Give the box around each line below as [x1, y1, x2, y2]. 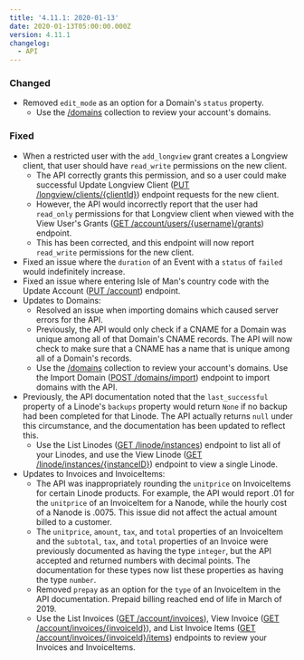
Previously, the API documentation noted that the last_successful [22, 391, 269, 402]
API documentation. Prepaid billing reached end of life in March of [35, 593, 282, 604]
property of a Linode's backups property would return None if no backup [22, 401, 288, 412]
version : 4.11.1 [9, 30, 71, 39]
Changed [9, 77, 52, 90]
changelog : [9, 38, 51, 48]
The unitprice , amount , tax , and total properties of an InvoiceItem [35, 526, 283, 537]
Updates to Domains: [22, 295, 101, 306]
